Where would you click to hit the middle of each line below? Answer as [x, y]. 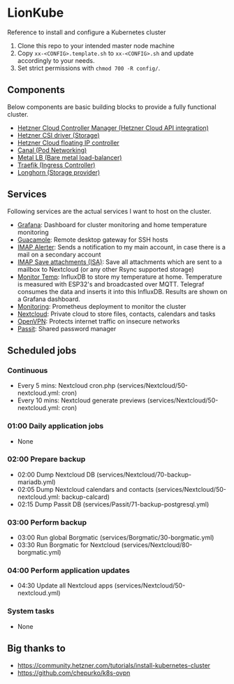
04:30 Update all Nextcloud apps [65, 585]
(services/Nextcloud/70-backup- [144, 474]
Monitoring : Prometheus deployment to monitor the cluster [102, 306]
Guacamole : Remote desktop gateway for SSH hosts [93, 240]
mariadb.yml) [36, 482]
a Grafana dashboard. [49, 299]
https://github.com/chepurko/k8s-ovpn [74, 673]
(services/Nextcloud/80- [157, 545]
